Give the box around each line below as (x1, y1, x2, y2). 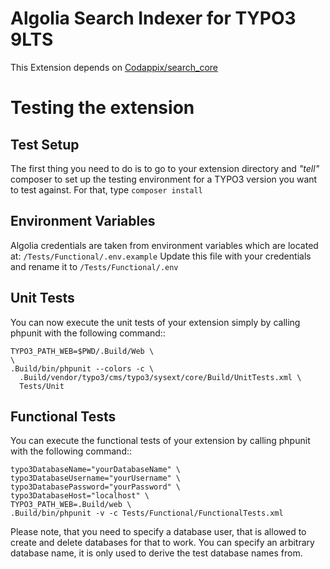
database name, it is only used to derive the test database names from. (10, 547, 303, 559)
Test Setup (10, 136, 80, 153)
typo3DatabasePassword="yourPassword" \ (10, 482, 182, 492)
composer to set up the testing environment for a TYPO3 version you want (10, 173, 318, 185)
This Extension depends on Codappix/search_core (10, 61, 218, 73)
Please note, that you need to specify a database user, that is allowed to (10, 526, 307, 538)
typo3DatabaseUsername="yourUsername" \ (10, 473, 182, 484)
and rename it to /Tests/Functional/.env (10, 260, 179, 272)
